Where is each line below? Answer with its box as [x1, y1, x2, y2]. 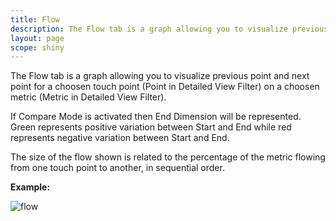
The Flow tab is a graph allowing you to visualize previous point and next [10, 70, 310, 82]
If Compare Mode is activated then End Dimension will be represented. [10, 111, 302, 123]
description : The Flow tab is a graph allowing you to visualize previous [10, 24, 329, 34]
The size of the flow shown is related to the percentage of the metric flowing [10, 151, 326, 163]
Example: [10, 181, 51, 193]
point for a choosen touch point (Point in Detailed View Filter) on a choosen [10, 81, 320, 93]
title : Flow [10, 14, 60, 25]
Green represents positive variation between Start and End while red [10, 121, 292, 133]
